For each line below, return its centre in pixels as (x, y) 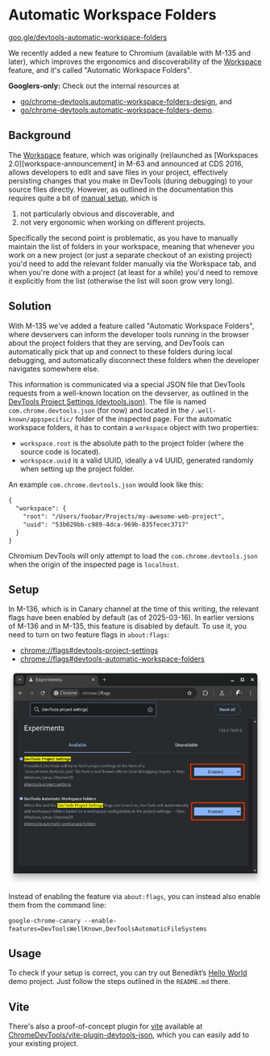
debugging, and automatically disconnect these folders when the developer (134, 360)
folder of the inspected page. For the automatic (154, 419)
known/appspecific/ (41, 419)
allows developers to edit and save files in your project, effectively (118, 172)
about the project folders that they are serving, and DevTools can (116, 343)
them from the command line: (57, 905)
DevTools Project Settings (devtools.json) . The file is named (108, 401)
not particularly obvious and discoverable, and (97, 213)
